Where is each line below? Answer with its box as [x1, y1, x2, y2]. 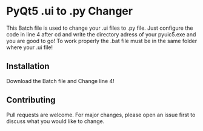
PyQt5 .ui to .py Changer [6, 4, 133, 18]
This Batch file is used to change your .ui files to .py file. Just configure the [6, 24, 193, 32]
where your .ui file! [6, 44, 53, 51]
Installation [6, 61, 50, 72]
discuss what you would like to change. [6, 117, 105, 125]
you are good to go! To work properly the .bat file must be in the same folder [6, 37, 198, 44]
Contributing [6, 95, 56, 106]
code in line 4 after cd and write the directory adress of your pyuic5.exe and [6, 30, 196, 38]
